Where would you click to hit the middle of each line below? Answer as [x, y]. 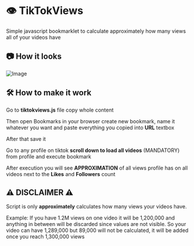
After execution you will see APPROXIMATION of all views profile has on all [97, 168]
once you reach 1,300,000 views [45, 237]
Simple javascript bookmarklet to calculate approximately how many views [96, 31]
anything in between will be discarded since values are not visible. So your [96, 224]
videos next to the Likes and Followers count [61, 174]
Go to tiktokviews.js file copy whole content [60, 110]
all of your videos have [33, 37]
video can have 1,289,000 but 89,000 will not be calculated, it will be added [97, 230]
